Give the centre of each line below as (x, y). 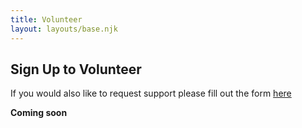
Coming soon (39, 113)
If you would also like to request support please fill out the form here (151, 93)
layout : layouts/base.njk (64, 29)
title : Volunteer (46, 19)
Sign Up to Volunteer (76, 69)
